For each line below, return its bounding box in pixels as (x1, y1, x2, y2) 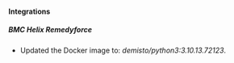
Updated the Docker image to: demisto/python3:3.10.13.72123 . (19, 45, 227, 55)
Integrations (8, 6, 51, 16)
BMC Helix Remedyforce (8, 25, 93, 35)
